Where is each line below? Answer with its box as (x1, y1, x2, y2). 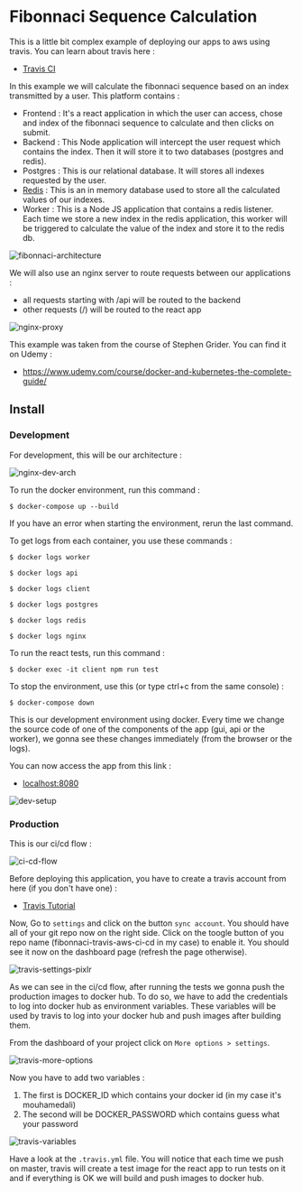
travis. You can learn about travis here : (9, 45, 155, 56)
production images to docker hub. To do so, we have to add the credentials (9, 991, 288, 1002)
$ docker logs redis (9, 615, 87, 624)
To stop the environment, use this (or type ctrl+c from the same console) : (9, 680, 284, 691)
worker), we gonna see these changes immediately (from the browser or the (9, 733, 293, 744)
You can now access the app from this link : (9, 760, 171, 771)
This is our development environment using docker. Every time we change (9, 714, 285, 725)
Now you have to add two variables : (9, 1072, 145, 1083)
